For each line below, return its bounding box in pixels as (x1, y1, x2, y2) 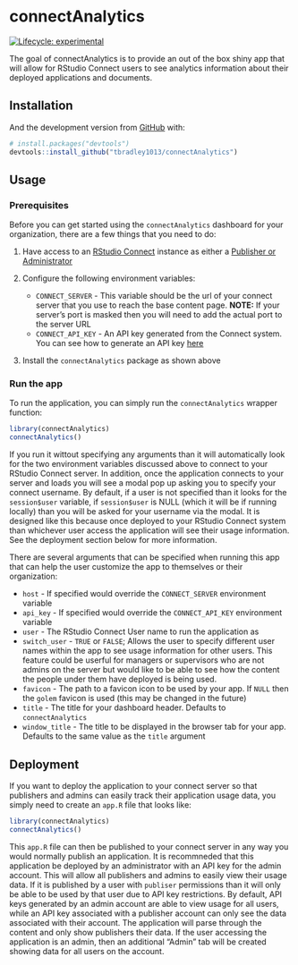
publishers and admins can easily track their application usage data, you (9, 790, 277, 801)
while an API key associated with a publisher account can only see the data (9, 908, 287, 918)
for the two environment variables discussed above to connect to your (9, 459, 268, 470)
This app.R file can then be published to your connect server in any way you (9, 841, 289, 851)
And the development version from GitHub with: (9, 122, 185, 132)
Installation (9, 98, 73, 114)
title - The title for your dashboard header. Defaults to (21, 702, 226, 713)
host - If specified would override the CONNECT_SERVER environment (21, 588, 267, 599)
